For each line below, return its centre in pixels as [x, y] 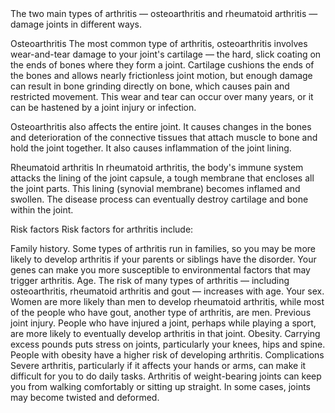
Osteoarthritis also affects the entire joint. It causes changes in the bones [161, 126]
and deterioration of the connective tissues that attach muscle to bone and [164, 137]
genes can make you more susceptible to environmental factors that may [160, 270]
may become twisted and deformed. [85, 397]
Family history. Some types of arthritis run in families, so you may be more [163, 248]
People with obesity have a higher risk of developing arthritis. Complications [167, 355]
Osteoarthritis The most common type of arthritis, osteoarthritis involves [159, 43]
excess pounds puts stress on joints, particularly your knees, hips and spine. [168, 344]
